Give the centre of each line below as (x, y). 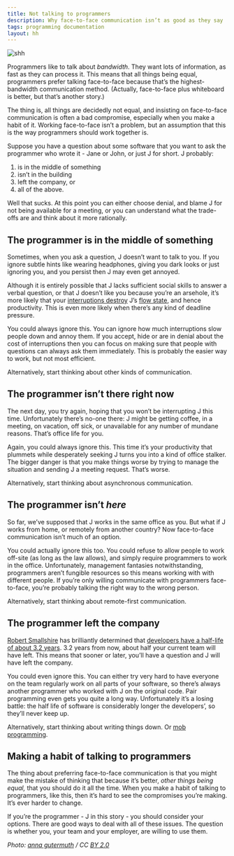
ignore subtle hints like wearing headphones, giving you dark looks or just (114, 264)
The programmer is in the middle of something (110, 240)
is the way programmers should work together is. (78, 133)
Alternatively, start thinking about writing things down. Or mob (97, 727)
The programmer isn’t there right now (91, 394)
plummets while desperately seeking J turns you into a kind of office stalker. (117, 454)
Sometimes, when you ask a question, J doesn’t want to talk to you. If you (113, 257)
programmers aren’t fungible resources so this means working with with (111, 573)
